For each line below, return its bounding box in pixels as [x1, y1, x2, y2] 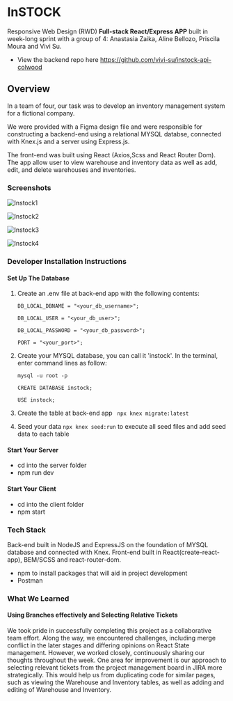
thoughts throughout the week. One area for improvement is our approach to [7, 656, 227, 664]
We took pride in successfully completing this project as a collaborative [7, 627, 212, 634]
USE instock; [17, 397, 56, 404]
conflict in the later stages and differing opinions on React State [7, 641, 190, 649]
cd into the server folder [17, 461, 87, 470]
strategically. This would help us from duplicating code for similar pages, [7, 671, 216, 679]
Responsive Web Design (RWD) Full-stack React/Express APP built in [7, 27, 209, 36]
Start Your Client [7, 485, 57, 493]
